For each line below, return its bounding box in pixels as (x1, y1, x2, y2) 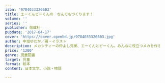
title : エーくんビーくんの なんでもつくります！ (5, 12, 93, 17)
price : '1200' (5, 48, 34, 53)
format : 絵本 (5, 62, 30, 66)
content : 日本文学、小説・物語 (5, 66, 62, 71)
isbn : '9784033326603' (5, 7, 52, 12)
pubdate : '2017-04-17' (5, 30, 52, 35)
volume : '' (5, 16, 27, 21)
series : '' (5, 21, 27, 26)
